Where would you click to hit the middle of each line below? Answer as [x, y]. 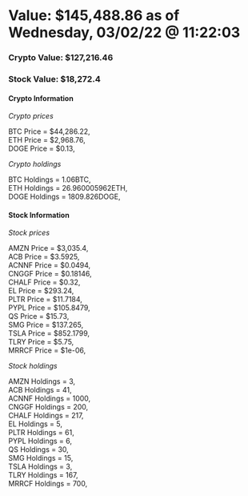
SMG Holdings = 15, [41, 458]
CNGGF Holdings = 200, [48, 407]
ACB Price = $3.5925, [44, 257]
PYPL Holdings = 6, [40, 441]
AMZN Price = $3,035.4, [48, 248]
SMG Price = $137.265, [46, 325]
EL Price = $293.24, [41, 291]
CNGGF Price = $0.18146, [50, 274]
